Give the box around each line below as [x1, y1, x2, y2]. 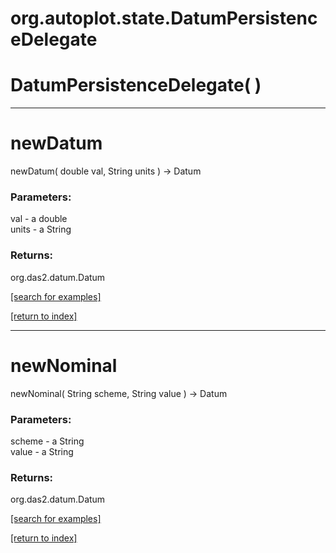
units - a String [10, 223, 72, 236]
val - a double [10, 213, 68, 225]
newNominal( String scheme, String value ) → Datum [10, 387, 228, 399]
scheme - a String [10, 435, 85, 447]
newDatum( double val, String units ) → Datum [10, 165, 202, 177]
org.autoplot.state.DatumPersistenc [10, 7, 318, 30]
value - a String [10, 445, 74, 457]
